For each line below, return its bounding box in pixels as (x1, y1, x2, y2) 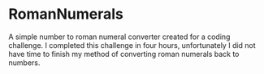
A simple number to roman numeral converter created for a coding (8, 32, 231, 41)
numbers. (8, 58, 41, 67)
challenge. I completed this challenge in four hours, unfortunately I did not (8, 40, 256, 50)
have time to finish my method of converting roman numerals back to (8, 49, 240, 59)
